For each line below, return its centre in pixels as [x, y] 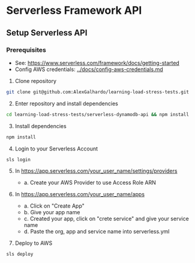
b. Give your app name [52, 212]
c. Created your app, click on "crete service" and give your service [106, 219]
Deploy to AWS [34, 243]
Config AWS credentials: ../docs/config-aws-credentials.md [89, 69]
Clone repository [36, 81]
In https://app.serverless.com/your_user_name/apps [80, 194]
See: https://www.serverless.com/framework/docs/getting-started [97, 63]
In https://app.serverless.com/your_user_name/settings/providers [96, 171]
